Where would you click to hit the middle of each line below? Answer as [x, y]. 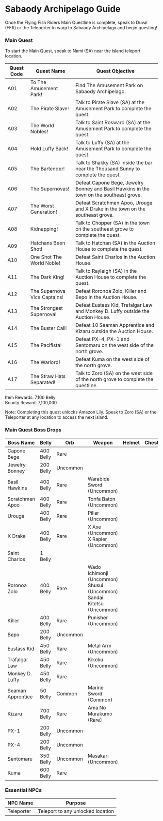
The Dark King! [47, 277]
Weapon [103, 443]
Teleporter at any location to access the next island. [57, 417]
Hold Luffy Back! [49, 149]
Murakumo [100, 713]
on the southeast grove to [105, 229]
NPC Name [20, 803]
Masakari [98, 756]
